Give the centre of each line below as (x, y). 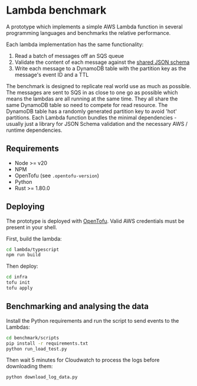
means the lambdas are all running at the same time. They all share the (92, 99)
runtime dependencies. (34, 130)
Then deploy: (22, 266)
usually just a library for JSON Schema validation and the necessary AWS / (97, 124)
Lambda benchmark (56, 10)
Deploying (25, 207)
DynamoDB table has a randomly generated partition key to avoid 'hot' (91, 111)
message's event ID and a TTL (52, 74)
